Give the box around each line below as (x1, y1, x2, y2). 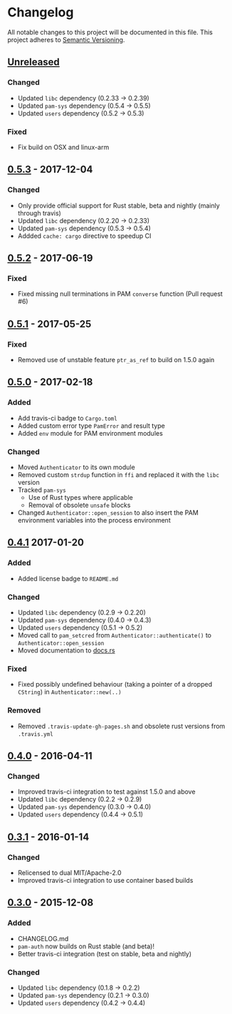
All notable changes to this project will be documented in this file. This (7, 28, 213, 36)
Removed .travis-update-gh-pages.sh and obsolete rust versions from (17, 722, 226, 730)
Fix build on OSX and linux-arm (17, 143, 110, 151)
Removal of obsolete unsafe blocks (28, 501, 131, 509)
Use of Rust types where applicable (28, 493, 133, 501)
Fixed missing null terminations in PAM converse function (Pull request (17, 290, 223, 298)
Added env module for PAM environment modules (17, 429, 164, 437)
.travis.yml (17, 730, 53, 738)
